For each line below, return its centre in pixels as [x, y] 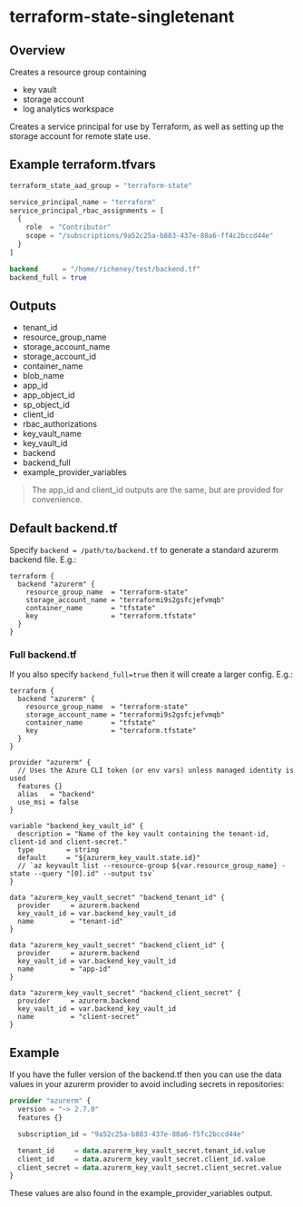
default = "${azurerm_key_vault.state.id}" [109, 858]
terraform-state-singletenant [122, 17]
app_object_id [49, 395]
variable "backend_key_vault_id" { [77, 826]
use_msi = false [48, 802]
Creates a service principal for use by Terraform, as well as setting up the [147, 126]
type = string [59, 850]
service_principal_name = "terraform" [83, 202]
